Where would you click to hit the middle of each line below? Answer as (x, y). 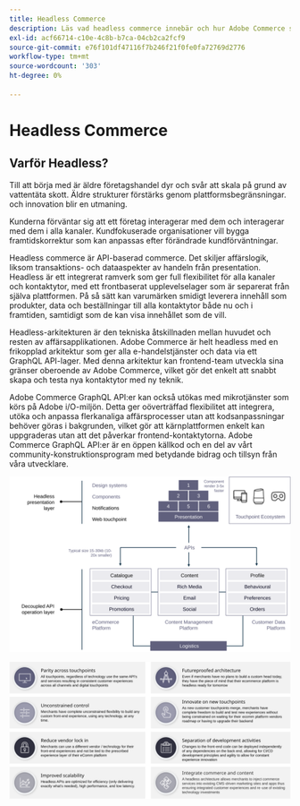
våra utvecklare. (39, 463)
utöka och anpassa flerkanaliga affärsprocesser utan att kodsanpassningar (147, 416)
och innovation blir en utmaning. (68, 204)
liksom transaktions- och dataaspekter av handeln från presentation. (135, 267)
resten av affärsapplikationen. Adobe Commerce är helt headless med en (144, 341)
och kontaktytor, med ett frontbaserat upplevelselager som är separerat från (150, 286)
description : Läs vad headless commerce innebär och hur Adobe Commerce (147, 28)
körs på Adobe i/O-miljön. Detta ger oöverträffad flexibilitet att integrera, (142, 407)
